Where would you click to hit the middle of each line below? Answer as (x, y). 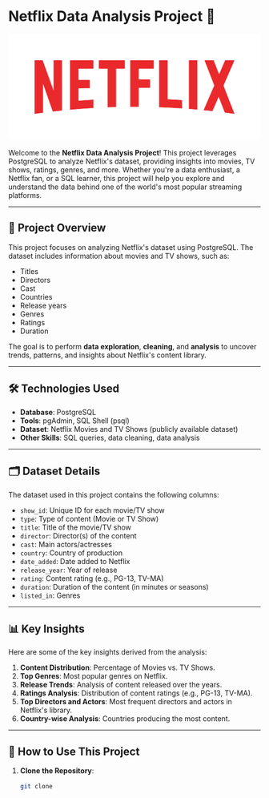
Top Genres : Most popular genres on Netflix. (94, 676)
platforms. (25, 195)
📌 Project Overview (57, 228)
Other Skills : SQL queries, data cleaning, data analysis (110, 437)
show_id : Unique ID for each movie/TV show (92, 510)
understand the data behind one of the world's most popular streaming (125, 187)
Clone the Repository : (57, 771)
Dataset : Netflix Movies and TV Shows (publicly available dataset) (129, 429)
